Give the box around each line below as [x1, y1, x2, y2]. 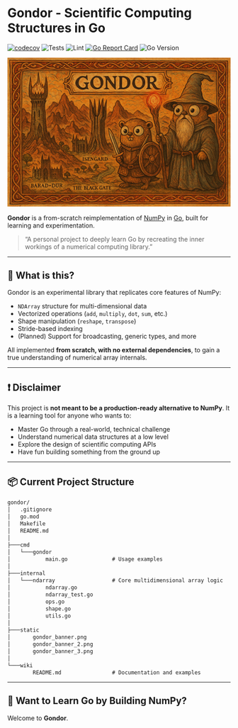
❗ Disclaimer [7, 381, 62, 393]
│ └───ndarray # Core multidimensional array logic [7, 577, 223, 584]
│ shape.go [7, 605, 72, 612]
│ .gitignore [7, 506, 52, 513]
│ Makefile [7, 520, 46, 527]
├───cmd [7, 542, 30, 549]
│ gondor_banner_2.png [7, 641, 93, 648]
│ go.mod [7, 513, 40, 520]
